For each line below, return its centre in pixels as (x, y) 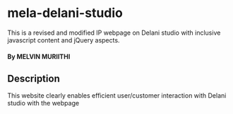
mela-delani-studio (65, 13)
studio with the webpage (43, 103)
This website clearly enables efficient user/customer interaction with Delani (117, 96)
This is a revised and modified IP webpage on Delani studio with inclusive (114, 33)
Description (34, 78)
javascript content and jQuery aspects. (64, 40)
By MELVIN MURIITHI (39, 56)
